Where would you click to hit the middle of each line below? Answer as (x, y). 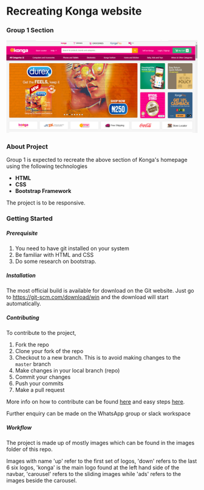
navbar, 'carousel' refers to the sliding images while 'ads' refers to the (93, 474)
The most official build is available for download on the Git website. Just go (100, 291)
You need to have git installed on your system (72, 248)
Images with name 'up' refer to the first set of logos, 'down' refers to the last (102, 461)
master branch (33, 364)
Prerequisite (22, 233)
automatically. (24, 304)
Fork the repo (32, 345)
